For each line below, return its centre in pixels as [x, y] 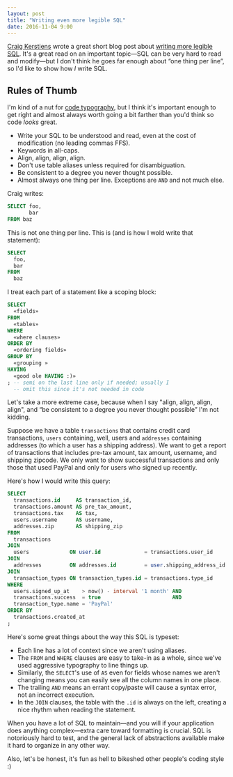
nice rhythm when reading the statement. [77, 709]
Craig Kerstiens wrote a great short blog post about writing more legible [110, 47]
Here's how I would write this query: [59, 481]
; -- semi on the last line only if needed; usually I [88, 383]
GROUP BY [20, 357]
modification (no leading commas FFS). [74, 143]
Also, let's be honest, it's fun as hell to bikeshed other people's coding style [116, 759]
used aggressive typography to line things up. [83, 665]
